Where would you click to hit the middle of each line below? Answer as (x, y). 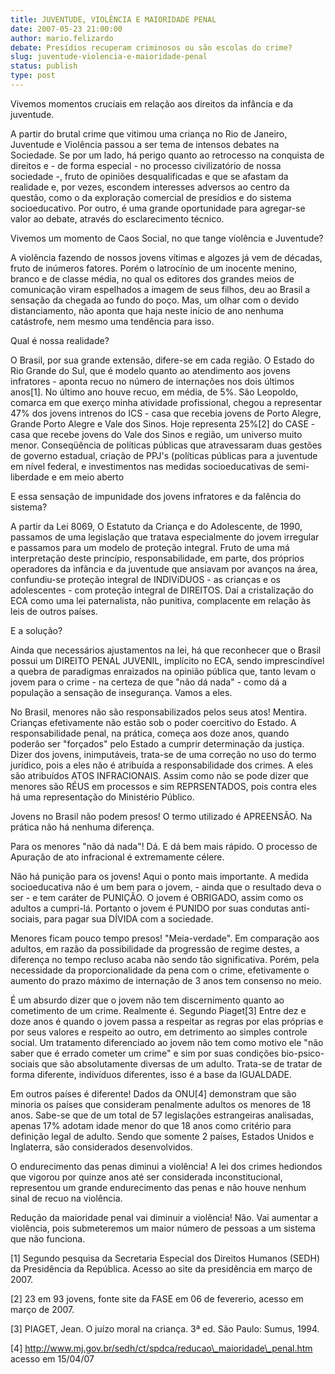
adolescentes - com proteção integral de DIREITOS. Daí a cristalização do (162, 590)
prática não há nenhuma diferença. (82, 827)
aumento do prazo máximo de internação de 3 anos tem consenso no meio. (166, 980)
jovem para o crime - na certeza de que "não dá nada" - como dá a (149, 682)
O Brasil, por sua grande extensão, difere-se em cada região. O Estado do (162, 360)
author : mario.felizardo (62, 38)
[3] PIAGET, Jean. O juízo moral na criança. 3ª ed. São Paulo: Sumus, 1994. (165, 1328)
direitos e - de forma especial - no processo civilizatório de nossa (146, 165)
